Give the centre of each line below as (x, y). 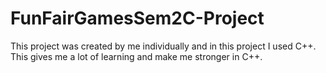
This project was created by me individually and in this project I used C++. (163, 46)
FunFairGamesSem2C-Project (137, 18)
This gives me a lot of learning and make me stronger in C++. (136, 56)
